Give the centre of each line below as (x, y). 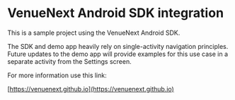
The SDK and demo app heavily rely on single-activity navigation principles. (118, 46)
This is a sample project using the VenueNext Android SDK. (94, 33)
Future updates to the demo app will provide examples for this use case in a (118, 54)
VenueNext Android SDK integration (116, 13)
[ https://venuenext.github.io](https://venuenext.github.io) (91, 89)
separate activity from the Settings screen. (70, 61)
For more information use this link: (57, 75)
